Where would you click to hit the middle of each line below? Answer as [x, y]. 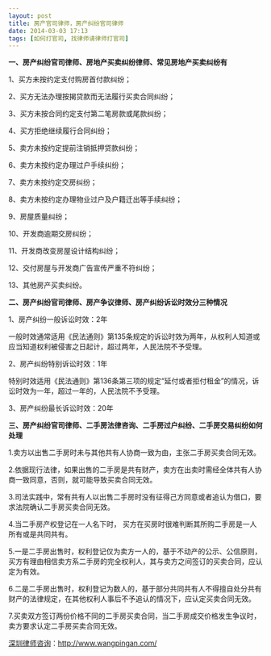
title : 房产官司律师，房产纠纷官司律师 [66, 23]
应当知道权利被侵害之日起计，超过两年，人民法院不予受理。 [107, 347]
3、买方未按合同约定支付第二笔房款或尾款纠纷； [88, 114]
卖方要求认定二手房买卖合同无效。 [65, 626]
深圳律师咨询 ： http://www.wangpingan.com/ [83, 643]
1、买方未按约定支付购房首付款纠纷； [70, 79]
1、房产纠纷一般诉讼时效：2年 [58, 320]
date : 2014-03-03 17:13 [48, 31]
